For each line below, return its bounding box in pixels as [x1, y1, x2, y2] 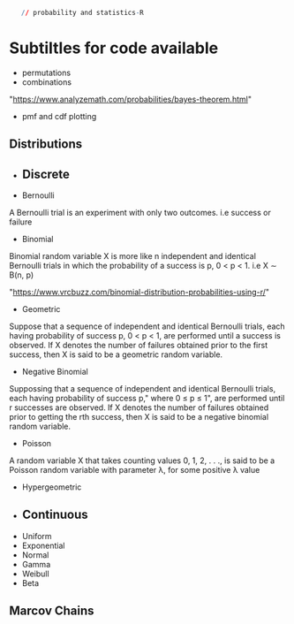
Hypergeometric [21, 482, 82, 492]
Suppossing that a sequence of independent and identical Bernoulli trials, [9, 384, 276, 394]
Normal [21, 549, 49, 560]
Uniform [21, 530, 52, 541]
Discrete [21, 166, 71, 181]
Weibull [21, 568, 50, 579]
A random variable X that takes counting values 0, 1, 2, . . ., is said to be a [9, 455, 275, 466]
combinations [21, 76, 72, 88]
